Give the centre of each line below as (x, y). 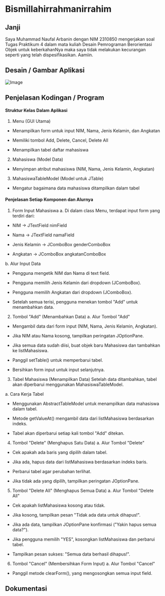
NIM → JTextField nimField (40, 225)
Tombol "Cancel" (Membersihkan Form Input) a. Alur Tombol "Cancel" (84, 563)
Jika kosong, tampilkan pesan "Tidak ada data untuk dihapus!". (76, 515)
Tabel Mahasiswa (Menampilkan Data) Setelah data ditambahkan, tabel (84, 379)
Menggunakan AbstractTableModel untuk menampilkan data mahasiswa (86, 404)
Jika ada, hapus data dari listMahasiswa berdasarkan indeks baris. (80, 462)
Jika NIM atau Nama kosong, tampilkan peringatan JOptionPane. (78, 335)
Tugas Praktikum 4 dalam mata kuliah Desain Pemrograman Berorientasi (79, 44)
